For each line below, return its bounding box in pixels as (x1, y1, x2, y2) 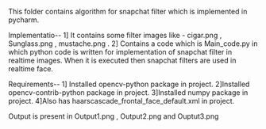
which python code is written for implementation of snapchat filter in (8, 47, 233, 56)
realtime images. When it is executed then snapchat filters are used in (8, 55, 237, 65)
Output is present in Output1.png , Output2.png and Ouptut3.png (8, 112, 219, 121)
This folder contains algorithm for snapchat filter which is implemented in (8, 7, 248, 16)
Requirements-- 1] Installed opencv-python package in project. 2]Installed (8, 79, 250, 89)
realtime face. (8, 64, 54, 74)
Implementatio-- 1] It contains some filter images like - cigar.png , (8, 31, 222, 40)
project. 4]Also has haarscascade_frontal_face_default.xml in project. (8, 97, 235, 105)
